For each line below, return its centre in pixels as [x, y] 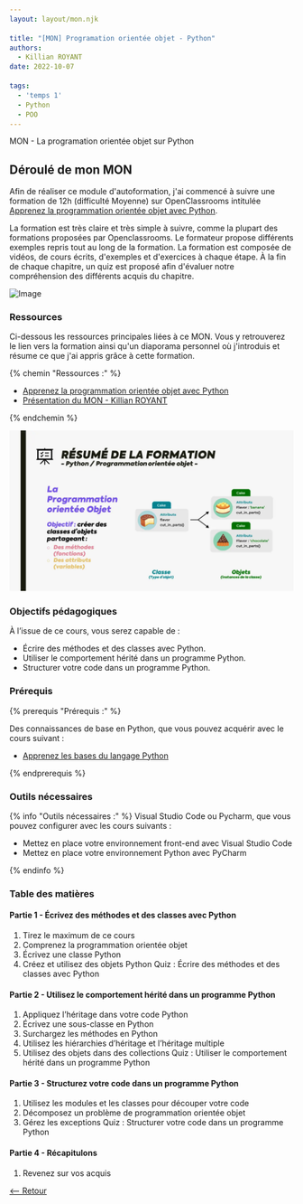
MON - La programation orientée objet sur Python [102, 141]
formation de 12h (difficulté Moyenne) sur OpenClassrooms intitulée [135, 201]
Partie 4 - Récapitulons [53, 1153]
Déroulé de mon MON [71, 169]
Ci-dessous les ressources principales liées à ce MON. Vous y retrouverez [147, 337]
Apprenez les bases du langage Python [96, 756]
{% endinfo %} [37, 870]
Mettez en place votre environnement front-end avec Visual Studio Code [157, 843]
